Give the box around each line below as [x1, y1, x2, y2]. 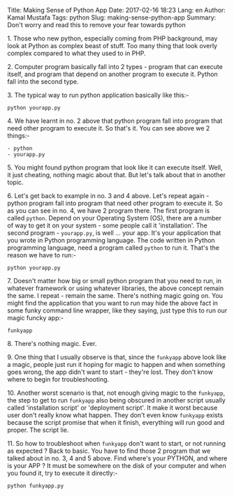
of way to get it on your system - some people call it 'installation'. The [7, 221, 207, 230]
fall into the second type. [7, 77, 79, 86]
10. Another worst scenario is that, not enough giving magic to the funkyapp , [7, 389, 226, 397]
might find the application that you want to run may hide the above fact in [7, 299, 219, 307]
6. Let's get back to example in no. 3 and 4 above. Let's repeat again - [7, 192, 210, 200]
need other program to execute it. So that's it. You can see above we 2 [7, 124, 210, 132]
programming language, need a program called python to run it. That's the [7, 243, 220, 252]
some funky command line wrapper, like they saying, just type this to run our [7, 306, 228, 315]
